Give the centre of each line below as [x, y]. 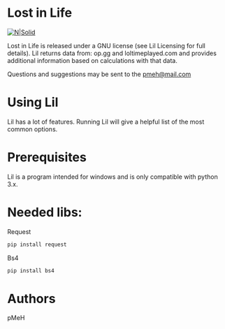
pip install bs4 [31, 270]
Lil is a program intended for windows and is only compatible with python [112, 177]
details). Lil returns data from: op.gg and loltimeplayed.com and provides [112, 53]
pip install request [37, 244]
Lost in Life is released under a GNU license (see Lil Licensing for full [107, 45]
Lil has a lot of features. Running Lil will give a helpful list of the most [106, 122]
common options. [32, 129]
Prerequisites [47, 158]
